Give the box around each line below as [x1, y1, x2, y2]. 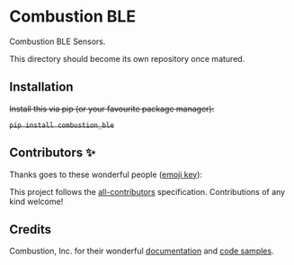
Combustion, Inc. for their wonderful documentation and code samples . [9, 245, 274, 257]
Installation [9, 79, 74, 95]
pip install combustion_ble [9, 120, 115, 129]
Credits [9, 222, 52, 237]
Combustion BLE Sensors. [9, 36, 106, 47]
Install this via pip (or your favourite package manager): [9, 103, 215, 114]
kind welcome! [9, 196, 64, 207]
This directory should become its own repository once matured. [9, 53, 245, 64]
